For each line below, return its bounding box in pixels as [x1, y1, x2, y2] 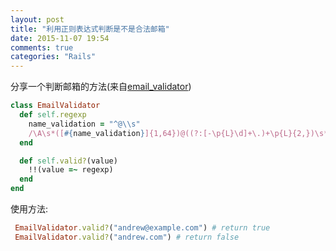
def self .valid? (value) [19, 156, 118, 166]
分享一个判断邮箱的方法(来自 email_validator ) [10, 81, 192, 93]
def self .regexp [19, 110, 87, 120]
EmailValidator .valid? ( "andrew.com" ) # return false [14, 232, 240, 242]
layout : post [10, 14, 65, 25]
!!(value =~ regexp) [28, 165, 114, 175]
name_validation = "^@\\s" [28, 119, 141, 129]
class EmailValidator [10, 101, 101, 111]
